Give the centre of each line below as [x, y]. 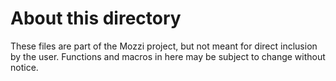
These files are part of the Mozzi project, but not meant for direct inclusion [164, 46]
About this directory [96, 18]
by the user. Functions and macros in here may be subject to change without [168, 56]
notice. [24, 67]
